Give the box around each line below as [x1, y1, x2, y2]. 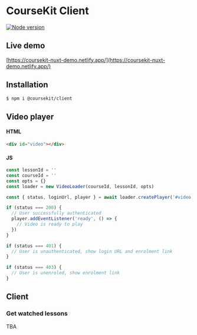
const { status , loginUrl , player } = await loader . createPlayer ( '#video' [6, 194, 194, 200]
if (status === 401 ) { [6, 243, 62, 249]
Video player [6, 111, 54, 121]
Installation [6, 80, 48, 90]
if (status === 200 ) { [6, 205, 62, 211]
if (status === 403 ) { [6, 264, 62, 271]
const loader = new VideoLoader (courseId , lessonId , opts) [6, 183, 155, 189]
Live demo [6, 41, 45, 51]
